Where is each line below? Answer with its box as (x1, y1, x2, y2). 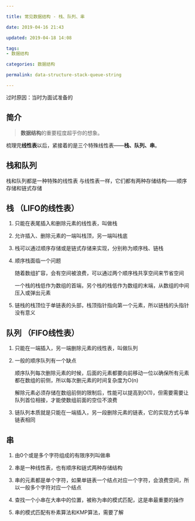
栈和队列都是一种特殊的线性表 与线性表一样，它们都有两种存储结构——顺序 (6, 177, 187, 184)
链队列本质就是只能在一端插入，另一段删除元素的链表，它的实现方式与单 (14, 409, 189, 416)
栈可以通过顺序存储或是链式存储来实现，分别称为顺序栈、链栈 (14, 245, 164, 252)
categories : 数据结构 (6, 61, 56, 67)
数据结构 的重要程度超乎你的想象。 (20, 129, 103, 136)
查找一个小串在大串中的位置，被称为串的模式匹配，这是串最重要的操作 (14, 496, 184, 503)
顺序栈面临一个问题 (14, 257, 61, 264)
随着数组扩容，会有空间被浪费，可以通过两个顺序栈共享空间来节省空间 (14, 270, 184, 277)
